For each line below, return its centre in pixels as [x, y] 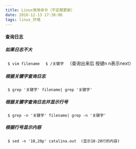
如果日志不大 [19, 49]
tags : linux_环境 [23, 20]
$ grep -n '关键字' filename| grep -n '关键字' [57, 115]
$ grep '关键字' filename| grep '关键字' [50, 90]
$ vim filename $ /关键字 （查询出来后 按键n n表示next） [71, 63]
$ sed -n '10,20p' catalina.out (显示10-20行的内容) [64, 141]
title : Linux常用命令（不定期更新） [40, 10]
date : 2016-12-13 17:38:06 [34, 15]
